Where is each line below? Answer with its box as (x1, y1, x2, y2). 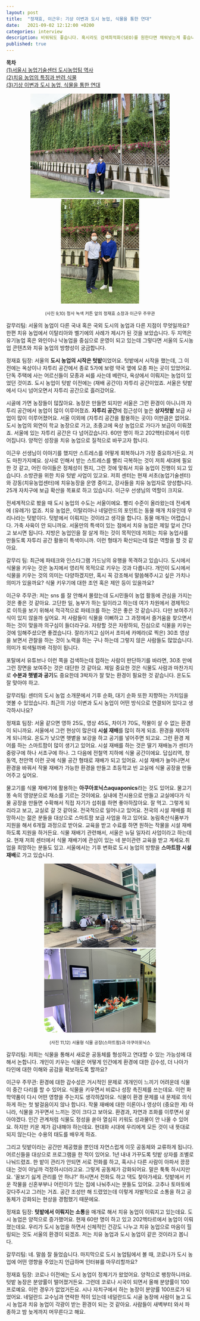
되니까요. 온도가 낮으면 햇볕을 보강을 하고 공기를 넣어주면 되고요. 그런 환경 (12, 734, 184, 741)
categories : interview (6, 29, 62, 35)
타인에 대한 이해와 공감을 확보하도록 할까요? (6, 1066, 108, 1073)
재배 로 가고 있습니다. (6, 851, 54, 859)
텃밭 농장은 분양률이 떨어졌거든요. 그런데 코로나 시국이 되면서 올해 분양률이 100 (6, 1279, 189, 1285)
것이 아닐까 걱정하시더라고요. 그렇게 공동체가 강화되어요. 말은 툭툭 (17, 1166, 170, 1172)
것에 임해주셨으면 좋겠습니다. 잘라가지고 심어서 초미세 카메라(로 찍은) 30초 (6, 629, 179, 636)
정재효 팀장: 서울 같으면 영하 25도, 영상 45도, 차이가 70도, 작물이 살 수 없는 (6, 720, 180, 726)
